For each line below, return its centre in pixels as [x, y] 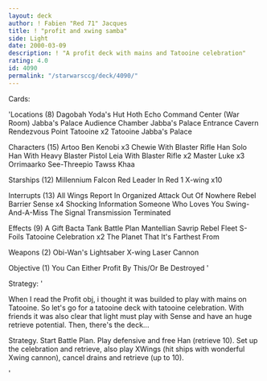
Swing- [238, 204]
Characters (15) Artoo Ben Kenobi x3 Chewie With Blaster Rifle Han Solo [128, 147]
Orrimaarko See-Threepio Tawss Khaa [72, 164]
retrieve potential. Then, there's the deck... [79, 325]
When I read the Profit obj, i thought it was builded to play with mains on [127, 299]
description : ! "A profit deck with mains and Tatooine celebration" [127, 53]
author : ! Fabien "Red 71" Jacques [68, 23]
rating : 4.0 [28, 61]
